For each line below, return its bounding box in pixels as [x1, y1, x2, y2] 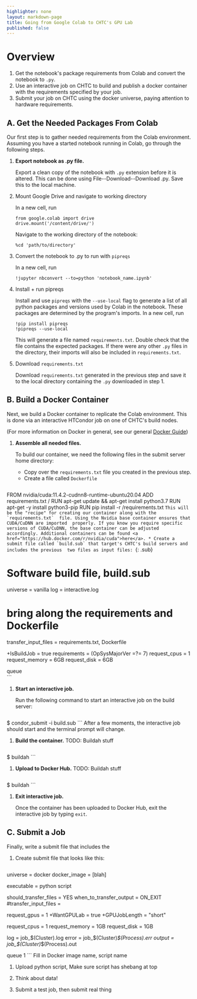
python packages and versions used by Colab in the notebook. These [15, 303, 184, 310]
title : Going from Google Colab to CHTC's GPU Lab [6, 19, 133, 25]
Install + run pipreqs [15, 286, 64, 293]
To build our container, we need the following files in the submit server [15, 451, 186, 458]
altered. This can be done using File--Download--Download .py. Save [15, 175, 184, 182]
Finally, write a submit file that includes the [6, 843, 110, 850]
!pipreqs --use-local [15, 326, 68, 332]
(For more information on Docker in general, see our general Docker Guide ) [6, 428, 188, 435]
